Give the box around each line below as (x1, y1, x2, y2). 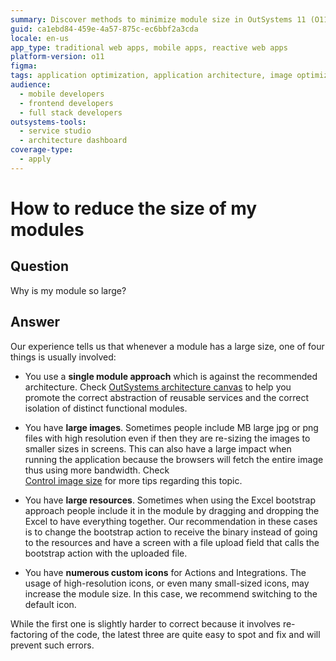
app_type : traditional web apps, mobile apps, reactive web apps (10, 42, 288, 53)
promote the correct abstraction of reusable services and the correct (24, 391, 310, 403)
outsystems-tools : (10, 117, 87, 127)
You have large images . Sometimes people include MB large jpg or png (24, 421, 319, 433)
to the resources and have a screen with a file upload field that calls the (24, 536, 320, 548)
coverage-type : (10, 145, 74, 155)
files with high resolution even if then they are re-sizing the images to (24, 432, 311, 444)
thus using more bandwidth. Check (24, 464, 170, 476)
